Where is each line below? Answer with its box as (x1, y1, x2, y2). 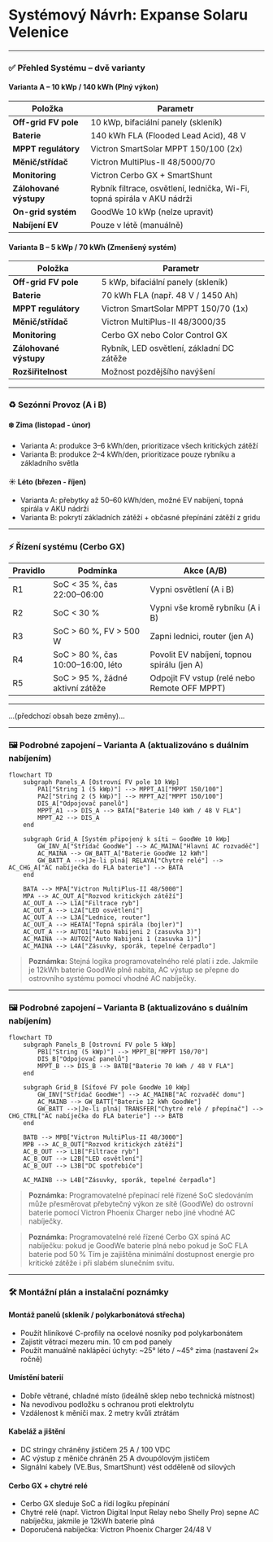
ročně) (19, 1354, 43, 1364)
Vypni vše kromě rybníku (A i (149, 602, 261, 613)
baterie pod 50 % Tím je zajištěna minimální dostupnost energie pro (28, 1250, 254, 1259)
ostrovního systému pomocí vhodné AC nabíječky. (28, 974, 197, 983)
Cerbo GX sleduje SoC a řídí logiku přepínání (19, 1499, 170, 1509)
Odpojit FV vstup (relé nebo (149, 672, 256, 683)
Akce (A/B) (183, 564, 227, 576)
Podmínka (77, 564, 118, 576)
